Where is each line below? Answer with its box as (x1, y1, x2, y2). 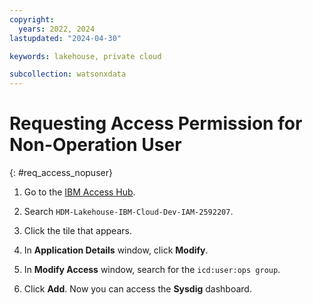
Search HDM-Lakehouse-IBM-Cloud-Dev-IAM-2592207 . (23, 206, 234, 218)
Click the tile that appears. (23, 225, 132, 237)
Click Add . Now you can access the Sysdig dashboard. (23, 283, 252, 295)
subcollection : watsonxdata (9, 69, 127, 80)
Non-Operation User (9, 134, 182, 156)
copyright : (9, 14, 55, 25)
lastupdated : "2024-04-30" (9, 33, 122, 43)
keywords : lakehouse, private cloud (9, 51, 162, 61)
